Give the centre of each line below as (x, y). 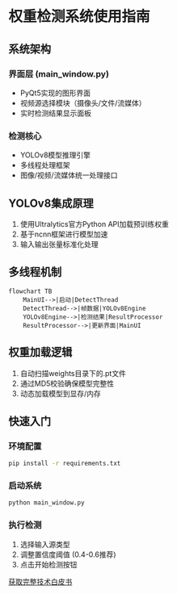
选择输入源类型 (45, 544)
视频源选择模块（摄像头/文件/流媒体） (83, 102)
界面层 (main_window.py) (59, 73)
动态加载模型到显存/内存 (60, 393)
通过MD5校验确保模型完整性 (67, 383)
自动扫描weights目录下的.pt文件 (73, 373)
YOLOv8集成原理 (51, 203)
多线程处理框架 (45, 165)
